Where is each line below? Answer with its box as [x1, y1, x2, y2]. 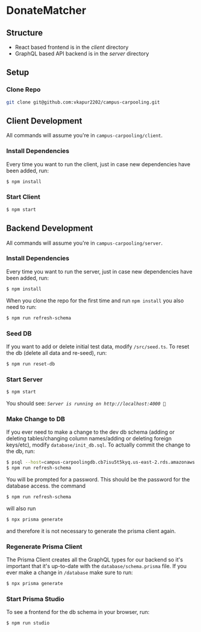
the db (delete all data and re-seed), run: [6, 349, 107, 356]
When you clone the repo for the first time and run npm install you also [6, 296, 184, 304]
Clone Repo [6, 86, 41, 94]
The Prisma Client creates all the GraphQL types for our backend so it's [6, 556, 184, 563]
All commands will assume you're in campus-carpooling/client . [6, 132, 163, 139]
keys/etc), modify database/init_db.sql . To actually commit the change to [6, 441, 191, 449]
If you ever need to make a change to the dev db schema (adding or [6, 428, 175, 436]
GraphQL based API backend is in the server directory [14, 50, 149, 57]
